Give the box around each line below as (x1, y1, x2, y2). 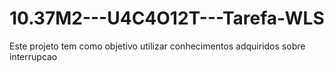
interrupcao (9, 50, 58, 62)
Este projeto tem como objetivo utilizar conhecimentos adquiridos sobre (9, 40, 306, 52)
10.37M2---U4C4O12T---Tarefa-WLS (9, 7, 325, 30)
